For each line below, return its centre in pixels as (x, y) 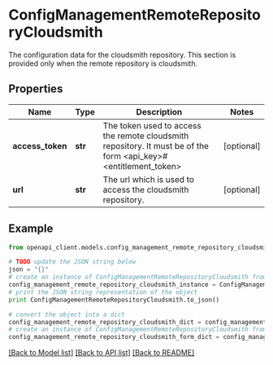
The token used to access (152, 125)
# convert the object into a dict (67, 315)
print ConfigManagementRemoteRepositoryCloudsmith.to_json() (114, 300)
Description (159, 111)
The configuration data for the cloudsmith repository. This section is (122, 54)
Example (31, 229)
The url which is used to (149, 179)
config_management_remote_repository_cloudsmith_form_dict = (114, 337)
